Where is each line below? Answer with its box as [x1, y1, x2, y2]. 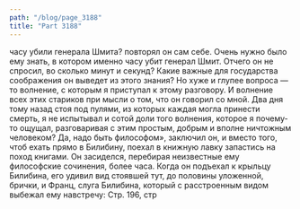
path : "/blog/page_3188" [9, 13, 102, 22]
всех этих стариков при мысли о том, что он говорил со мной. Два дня [9, 93, 284, 104]
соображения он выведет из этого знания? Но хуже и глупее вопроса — [9, 74, 289, 85]
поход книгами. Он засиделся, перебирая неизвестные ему [9, 151, 240, 161]
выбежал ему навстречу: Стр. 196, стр [9, 189, 157, 200]
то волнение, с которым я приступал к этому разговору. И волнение [9, 84, 274, 95]
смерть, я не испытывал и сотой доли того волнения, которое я [9, 113, 254, 124]
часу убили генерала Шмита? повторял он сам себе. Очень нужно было [9, 46, 287, 57]
